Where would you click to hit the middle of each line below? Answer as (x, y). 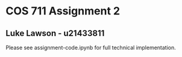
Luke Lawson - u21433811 (55, 33)
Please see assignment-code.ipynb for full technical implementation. (91, 47)
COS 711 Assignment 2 (63, 11)
